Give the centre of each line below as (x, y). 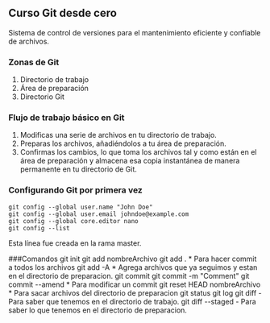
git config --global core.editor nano (73, 221)
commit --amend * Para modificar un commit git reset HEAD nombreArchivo (135, 284)
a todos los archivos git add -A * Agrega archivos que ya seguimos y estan (133, 267)
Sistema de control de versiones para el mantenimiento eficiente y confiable (135, 32)
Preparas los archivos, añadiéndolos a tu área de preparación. (123, 143)
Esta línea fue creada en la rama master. (75, 243)
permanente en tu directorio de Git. (78, 169)
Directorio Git (42, 97)
